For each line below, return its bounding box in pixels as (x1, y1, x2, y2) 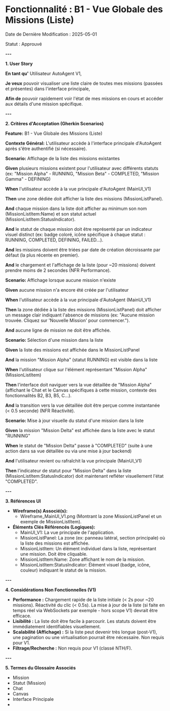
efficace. (12, 613, 31, 619)
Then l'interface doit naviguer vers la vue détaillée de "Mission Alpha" (5, 381, 152, 387)
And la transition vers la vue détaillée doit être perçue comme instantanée (5, 402, 160, 408)
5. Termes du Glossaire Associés (5, 664, 76, 670)
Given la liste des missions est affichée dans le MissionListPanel (5, 346, 140, 353)
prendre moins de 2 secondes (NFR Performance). (5, 267, 111, 273)
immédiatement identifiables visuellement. (12, 623, 101, 629)
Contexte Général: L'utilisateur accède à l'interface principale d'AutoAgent (5, 140, 161, 146)
